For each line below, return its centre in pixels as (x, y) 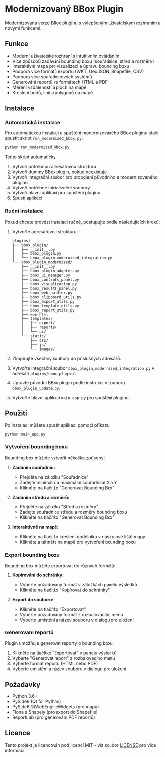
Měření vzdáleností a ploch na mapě (49, 87)
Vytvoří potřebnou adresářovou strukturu (54, 167)
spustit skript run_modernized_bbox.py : (44, 138)
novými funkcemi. (23, 28)
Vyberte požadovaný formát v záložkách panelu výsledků (79, 584)
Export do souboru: (33, 599)
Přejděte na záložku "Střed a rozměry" (59, 506)
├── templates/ (37, 318)
